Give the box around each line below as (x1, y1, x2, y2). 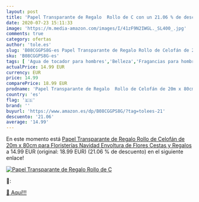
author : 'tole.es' (6, 42, 52, 48)
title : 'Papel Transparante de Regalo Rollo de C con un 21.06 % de (6, 14, 182, 20)
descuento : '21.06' (6, 113, 54, 119)
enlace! (6, 154, 24, 162)
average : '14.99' (6, 119, 49, 125)
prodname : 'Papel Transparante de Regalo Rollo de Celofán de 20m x (6, 86, 182, 92)
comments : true (6, 31, 44, 37)
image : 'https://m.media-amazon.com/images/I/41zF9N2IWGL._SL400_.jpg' (6, 25, 187, 31)
